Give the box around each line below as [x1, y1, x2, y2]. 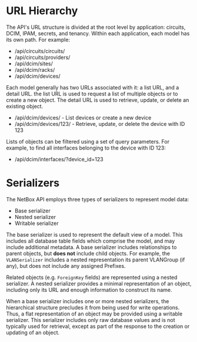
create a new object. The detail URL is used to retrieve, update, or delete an [6, 96, 189, 104]
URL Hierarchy [6, 4, 78, 18]
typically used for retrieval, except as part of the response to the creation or [6, 323, 190, 330]
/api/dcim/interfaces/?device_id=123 [14, 155, 104, 162]
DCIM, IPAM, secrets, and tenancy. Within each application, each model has [6, 29, 190, 36]
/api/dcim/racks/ [14, 66, 55, 73]
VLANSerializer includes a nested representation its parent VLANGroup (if [6, 256, 185, 263]
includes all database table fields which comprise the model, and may [6, 237, 175, 244]
